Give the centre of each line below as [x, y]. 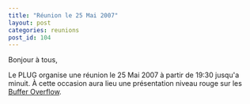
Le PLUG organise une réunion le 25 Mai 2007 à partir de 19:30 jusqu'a [124, 75]
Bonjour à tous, [33, 60]
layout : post [30, 23]
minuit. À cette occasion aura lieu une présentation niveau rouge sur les [125, 84]
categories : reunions [44, 30]
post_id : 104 [30, 37]
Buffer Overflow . [35, 92]
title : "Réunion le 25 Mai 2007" [63, 15]
